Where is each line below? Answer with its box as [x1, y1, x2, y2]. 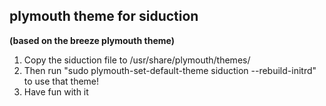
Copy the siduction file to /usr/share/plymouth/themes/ [23, 54, 251, 66]
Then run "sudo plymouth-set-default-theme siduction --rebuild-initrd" [23, 64, 317, 76]
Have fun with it [23, 85, 89, 98]
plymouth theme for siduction [9, 8, 199, 25]
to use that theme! [23, 75, 100, 87]
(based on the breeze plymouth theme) [9, 34, 175, 46]
